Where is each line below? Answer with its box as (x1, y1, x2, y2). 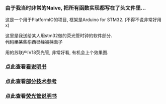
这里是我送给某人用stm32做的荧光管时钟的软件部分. (5, 32, 112, 38)
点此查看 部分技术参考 (5, 78, 57, 85)
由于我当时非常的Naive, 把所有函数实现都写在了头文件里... (5, 4, 146, 11)
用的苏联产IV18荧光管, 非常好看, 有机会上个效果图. (5, 49, 109, 55)
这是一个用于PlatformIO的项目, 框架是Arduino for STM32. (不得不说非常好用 (5, 16, 162, 23)
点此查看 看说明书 (5, 63, 47, 70)
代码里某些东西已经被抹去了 (5, 39, 63, 45)
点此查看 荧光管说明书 (5, 92, 57, 99)
